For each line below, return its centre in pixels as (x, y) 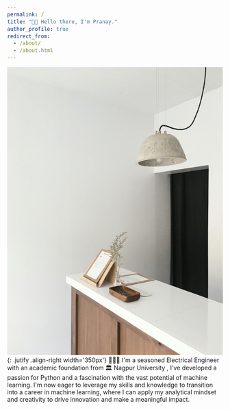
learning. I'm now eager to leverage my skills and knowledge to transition (110, 385)
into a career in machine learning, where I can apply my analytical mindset (112, 392)
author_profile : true (38, 29)
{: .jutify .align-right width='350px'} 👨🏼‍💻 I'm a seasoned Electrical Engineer (113, 360)
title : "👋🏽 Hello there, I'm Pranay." (62, 22)
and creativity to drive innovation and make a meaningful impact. (99, 399)
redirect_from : (29, 36)
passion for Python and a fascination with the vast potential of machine (107, 377)
